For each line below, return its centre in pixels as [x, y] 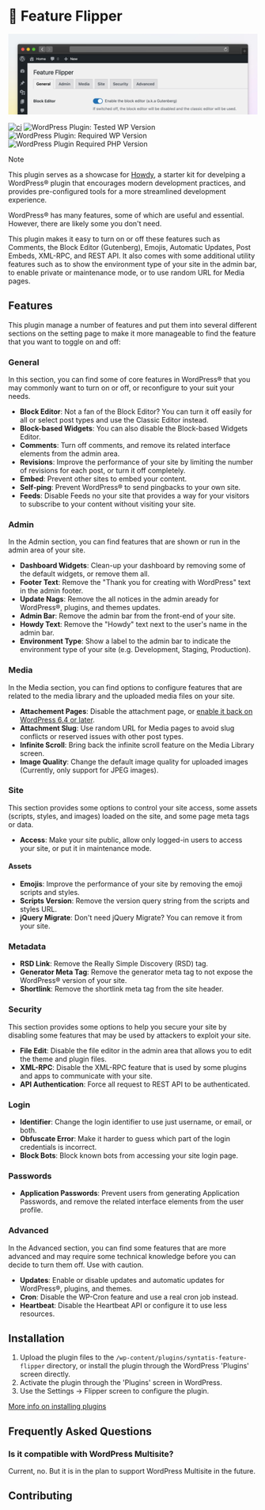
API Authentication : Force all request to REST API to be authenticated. [135, 1084]
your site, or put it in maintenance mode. [85, 848]
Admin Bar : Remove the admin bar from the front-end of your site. [127, 616]
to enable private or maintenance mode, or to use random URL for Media [127, 272]
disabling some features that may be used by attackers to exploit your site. [130, 1035]
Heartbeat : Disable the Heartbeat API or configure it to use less [123, 1305]
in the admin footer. [51, 591]
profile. [31, 1210]
